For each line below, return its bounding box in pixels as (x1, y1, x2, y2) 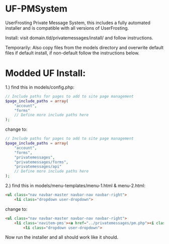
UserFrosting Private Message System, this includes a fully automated (5, 20, 151, 26)
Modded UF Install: (5, 67, 86, 79)
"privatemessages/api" (14, 164, 62, 169)
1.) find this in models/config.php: (5, 84, 74, 90)
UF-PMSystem (5, 3, 68, 15)
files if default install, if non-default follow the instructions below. (5, 50, 140, 56)
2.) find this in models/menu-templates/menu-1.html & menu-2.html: (5, 183, 146, 189)
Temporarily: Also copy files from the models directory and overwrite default (5, 44, 164, 50)
